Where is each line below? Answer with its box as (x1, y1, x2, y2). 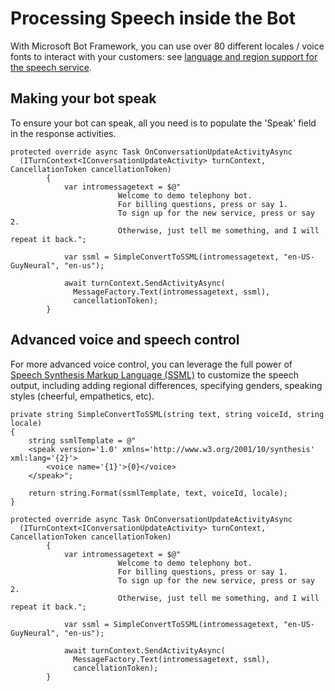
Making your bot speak (10, 90, 157, 107)
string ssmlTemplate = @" (28, 435, 137, 446)
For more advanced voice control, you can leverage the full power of (10, 358, 293, 370)
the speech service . (10, 61, 92, 73)
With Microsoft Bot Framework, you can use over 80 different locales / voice (10, 40, 325, 52)
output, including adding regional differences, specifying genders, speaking (10, 379, 323, 391)
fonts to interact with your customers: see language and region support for (10, 50, 318, 62)
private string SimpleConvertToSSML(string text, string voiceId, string (10, 409, 325, 419)
